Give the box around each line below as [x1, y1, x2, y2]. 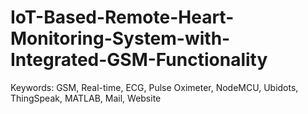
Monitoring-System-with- [10, 27, 231, 50]
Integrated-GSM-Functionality [10, 49, 268, 71]
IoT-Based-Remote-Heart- [10, 6, 235, 29]
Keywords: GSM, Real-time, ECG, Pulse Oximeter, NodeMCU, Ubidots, [10, 81, 299, 93]
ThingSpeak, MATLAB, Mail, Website [10, 92, 162, 104]
